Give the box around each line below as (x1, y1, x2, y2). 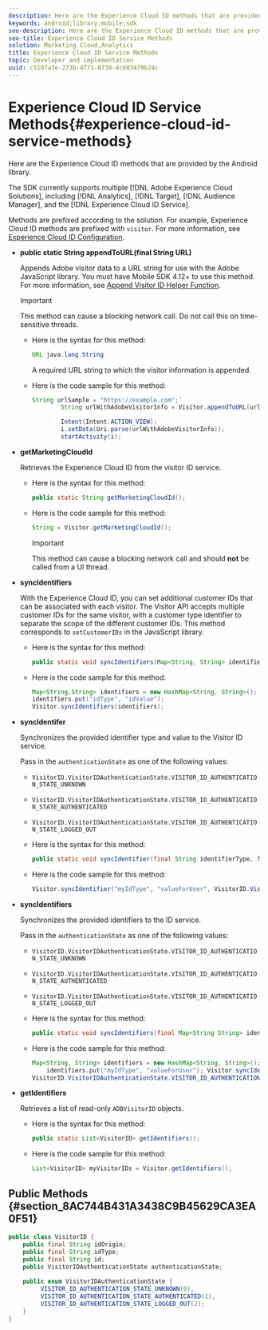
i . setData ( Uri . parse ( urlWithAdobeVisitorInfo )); (60, 425, 226, 433)
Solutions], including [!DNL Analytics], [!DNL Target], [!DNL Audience (8, 191, 235, 201)
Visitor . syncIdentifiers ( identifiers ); (31, 703, 165, 711)
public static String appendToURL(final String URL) (19, 247, 192, 257)
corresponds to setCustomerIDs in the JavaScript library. (19, 627, 205, 637)
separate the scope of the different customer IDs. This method (19, 618, 226, 628)
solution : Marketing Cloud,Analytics (8, 42, 134, 50)
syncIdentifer (19, 717, 66, 727)
